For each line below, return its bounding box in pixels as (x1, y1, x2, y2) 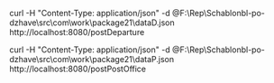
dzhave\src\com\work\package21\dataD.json (9, 17, 175, 28)
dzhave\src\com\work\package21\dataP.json (9, 54, 174, 64)
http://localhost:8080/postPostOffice (9, 63, 147, 74)
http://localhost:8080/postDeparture (9, 27, 145, 37)
